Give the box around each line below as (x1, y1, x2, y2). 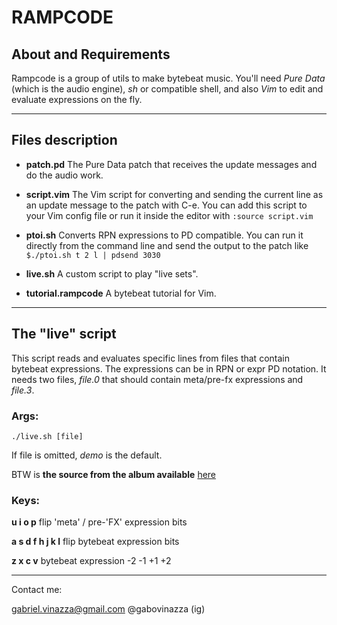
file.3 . (11, 384, 35, 396)
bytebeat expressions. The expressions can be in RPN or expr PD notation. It (11, 362, 327, 375)
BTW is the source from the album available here (11, 468, 217, 480)
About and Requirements (11, 46, 171, 63)
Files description (11, 132, 118, 149)
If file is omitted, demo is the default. (11, 449, 163, 461)
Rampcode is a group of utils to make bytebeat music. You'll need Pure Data (11, 72, 326, 84)
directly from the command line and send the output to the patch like (25, 239, 309, 251)
